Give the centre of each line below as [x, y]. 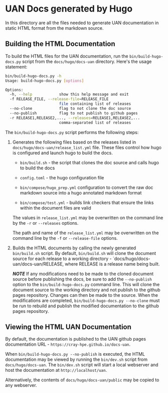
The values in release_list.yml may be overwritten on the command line [88, 218]
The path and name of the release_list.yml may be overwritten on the [86, 233]
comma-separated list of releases [95, 122]
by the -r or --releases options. [45, 223]
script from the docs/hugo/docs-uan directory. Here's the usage [87, 61]
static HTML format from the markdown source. [54, 28]
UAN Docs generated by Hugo [69, 9]
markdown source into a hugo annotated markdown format [81, 192]
